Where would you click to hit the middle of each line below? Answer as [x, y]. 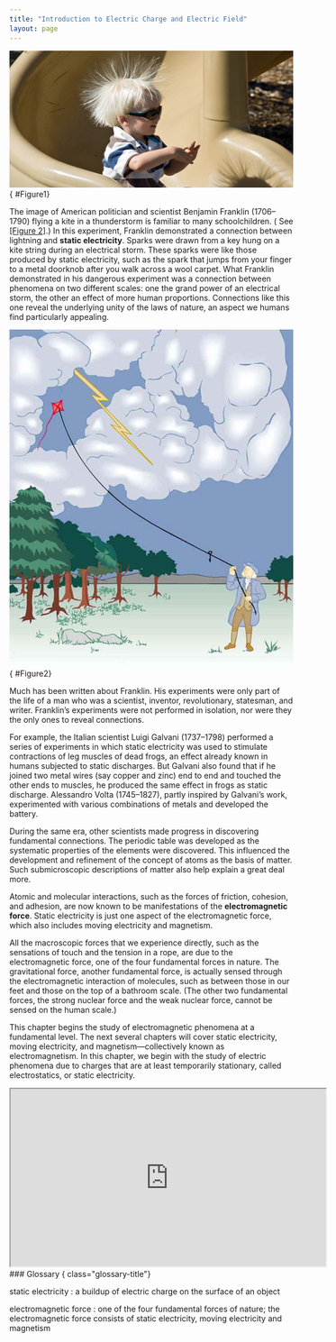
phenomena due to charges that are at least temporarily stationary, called [145, 1066]
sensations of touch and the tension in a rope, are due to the [122, 953]
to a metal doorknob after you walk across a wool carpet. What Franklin [142, 269]
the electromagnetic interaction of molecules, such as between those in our [150, 981]
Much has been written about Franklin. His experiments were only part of [145, 691]
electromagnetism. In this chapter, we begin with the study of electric [138, 1056]
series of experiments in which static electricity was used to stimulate [139, 747]
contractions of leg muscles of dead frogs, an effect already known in [139, 756]
